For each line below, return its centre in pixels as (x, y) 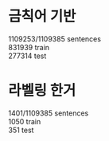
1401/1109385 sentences (49, 113)
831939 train (29, 47)
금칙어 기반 (42, 16)
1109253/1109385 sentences (55, 39)
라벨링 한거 (42, 90)
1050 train (25, 121)
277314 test (27, 56)
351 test (21, 130)
